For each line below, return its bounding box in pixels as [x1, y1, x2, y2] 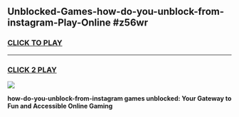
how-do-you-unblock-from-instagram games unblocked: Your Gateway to [7, 94, 232, 102]
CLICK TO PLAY [7, 38, 63, 48]
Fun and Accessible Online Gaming [7, 101, 113, 110]
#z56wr [112, 17, 148, 29]
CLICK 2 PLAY [7, 65, 57, 74]
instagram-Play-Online [7, 17, 112, 29]
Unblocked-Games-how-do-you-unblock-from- [7, 6, 225, 18]
